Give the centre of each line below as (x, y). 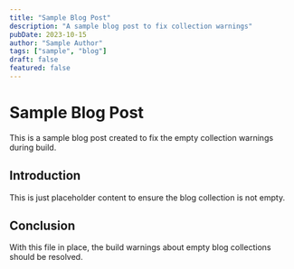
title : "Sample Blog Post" (60, 18)
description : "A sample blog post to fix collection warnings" (131, 26)
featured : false (40, 69)
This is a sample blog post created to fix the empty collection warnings (142, 137)
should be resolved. (46, 257)
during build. (33, 147)
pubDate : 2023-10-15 (48, 34)
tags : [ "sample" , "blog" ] (58, 51)
